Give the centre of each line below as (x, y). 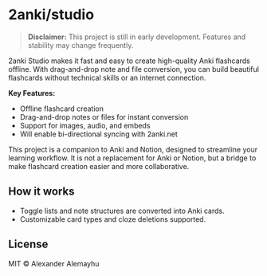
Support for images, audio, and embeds (85, 125)
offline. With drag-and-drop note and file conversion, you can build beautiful (133, 69)
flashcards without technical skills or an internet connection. (107, 77)
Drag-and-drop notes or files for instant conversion (104, 116)
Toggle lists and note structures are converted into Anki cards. (122, 211)
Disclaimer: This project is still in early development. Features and (137, 37)
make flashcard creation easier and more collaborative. (99, 166)
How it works (41, 192)
